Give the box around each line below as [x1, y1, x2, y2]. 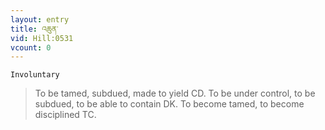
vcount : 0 [10, 42, 52, 53]
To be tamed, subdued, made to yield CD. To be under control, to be [34, 87, 316, 100]
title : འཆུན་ [10, 24, 59, 34]
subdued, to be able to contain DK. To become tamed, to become [34, 98, 305, 110]
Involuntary [10, 70, 60, 80]
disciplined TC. [34, 109, 97, 121]
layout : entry [10, 14, 70, 25]
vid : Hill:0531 [10, 33, 74, 43]
